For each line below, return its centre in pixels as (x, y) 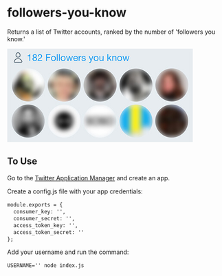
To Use (22, 161)
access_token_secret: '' (49, 232)
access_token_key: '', (46, 225)
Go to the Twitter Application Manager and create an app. (89, 178)
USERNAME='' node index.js (46, 265)
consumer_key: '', (40, 211)
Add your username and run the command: (68, 252)
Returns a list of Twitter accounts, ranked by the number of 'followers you (111, 32)
